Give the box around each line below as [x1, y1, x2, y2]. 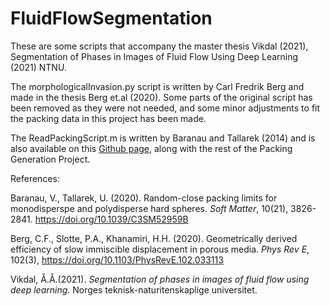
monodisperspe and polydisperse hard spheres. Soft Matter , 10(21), [10, 202, 289, 214]
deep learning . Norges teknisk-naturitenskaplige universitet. [10, 283, 258, 296]
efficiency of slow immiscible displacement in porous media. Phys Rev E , [10, 243, 310, 255]
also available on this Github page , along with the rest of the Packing [10, 142, 293, 154]
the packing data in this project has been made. [10, 112, 207, 124]
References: [10, 172, 60, 184]
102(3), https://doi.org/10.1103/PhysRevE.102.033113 [10, 253, 224, 266]
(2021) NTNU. [10, 61, 67, 73]
